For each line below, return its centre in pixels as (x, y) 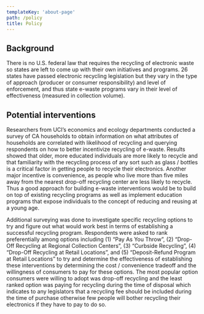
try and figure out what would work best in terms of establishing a (90, 226)
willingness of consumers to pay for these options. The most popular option (102, 272)
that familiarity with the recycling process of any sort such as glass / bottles (102, 162)
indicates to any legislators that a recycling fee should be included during (99, 291)
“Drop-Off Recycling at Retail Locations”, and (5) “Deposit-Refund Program (101, 252)
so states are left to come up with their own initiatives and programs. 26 (97, 70)
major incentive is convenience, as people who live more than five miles (97, 175)
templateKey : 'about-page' (41, 12)
